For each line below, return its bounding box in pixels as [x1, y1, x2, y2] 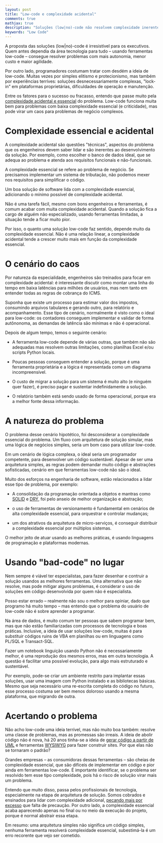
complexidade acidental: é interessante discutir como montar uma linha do [5, 279, 154, 285]
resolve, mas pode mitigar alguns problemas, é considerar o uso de [5, 583, 140, 589]
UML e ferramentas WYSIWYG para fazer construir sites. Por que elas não [5, 742, 153, 748]
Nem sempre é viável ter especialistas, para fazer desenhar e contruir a [5, 573, 148, 579]
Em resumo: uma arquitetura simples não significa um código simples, [5, 822, 145, 828]
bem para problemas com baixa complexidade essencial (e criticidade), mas [5, 103, 158, 109]
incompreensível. [12, 369, 47, 375]
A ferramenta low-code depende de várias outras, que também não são [12, 339, 156, 345]
